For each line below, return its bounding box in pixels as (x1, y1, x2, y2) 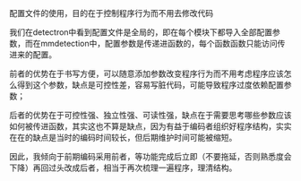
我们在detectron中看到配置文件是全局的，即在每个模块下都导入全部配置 (9, 27, 273, 38)
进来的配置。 (9, 49, 56, 60)
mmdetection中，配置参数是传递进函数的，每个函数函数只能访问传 (39, 39, 286, 48)
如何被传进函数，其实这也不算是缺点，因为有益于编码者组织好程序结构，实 (9, 121, 284, 132)
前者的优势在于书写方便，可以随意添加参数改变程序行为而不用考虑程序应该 (9, 68, 284, 79)
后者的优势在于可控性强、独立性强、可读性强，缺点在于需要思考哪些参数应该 (9, 110, 292, 120)
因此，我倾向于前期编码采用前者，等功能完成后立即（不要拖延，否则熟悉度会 (9, 151, 292, 161)
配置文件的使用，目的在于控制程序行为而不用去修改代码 (9, 8, 213, 18)
